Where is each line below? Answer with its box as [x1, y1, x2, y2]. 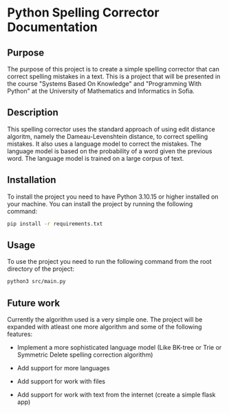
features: [7, 330, 33, 338]
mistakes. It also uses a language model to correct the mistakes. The [7, 139, 201, 148]
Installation [7, 174, 56, 186]
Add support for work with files [17, 377, 105, 386]
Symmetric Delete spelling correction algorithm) [17, 350, 153, 359]
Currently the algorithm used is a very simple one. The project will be [7, 315, 203, 324]
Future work [7, 297, 61, 309]
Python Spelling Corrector [7, 5, 160, 21]
